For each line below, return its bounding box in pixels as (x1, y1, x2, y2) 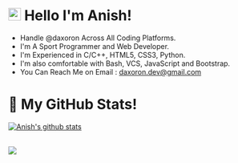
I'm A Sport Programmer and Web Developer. (19, 41, 170, 51)
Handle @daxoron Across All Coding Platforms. (19, 33, 176, 43)
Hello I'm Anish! (23, 6, 132, 25)
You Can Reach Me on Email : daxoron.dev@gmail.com (19, 67, 202, 76)
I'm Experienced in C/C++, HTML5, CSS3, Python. (19, 50, 186, 59)
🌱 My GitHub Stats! (8, 96, 138, 114)
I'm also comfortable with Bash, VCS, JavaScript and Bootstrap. (19, 59, 231, 68)
